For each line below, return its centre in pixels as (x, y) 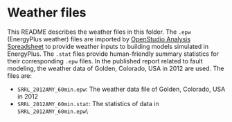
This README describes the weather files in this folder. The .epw (99, 32)
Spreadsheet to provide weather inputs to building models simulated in (108, 46)
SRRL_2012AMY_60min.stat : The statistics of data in (88, 103)
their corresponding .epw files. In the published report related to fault (105, 61)
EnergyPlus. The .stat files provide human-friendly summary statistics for (113, 54)
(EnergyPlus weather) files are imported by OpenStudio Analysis (99, 39)
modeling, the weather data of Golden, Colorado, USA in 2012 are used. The (116, 68)
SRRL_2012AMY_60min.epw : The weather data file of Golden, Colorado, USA (121, 89)
